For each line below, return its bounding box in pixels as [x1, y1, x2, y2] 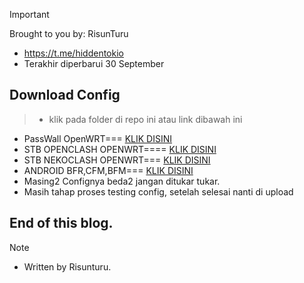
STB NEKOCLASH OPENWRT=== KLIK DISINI [23, 154, 211, 166]
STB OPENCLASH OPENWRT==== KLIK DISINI [23, 143, 217, 155]
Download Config [9, 87, 121, 104]
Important [9, 9, 50, 20]
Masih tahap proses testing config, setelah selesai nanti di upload [23, 185, 294, 198]
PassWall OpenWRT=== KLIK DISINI [23, 132, 173, 144]
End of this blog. [9, 215, 114, 232]
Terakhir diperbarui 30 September [23, 58, 165, 69]
